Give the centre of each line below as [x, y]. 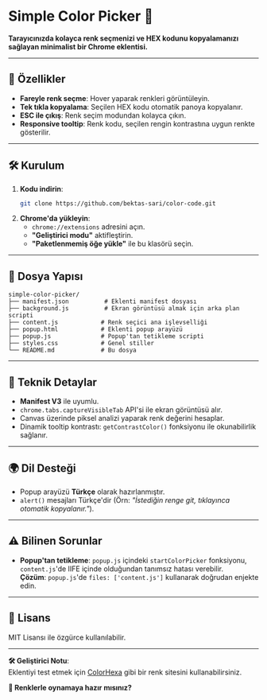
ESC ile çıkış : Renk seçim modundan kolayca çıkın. [103, 115]
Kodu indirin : [41, 189]
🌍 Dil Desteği [43, 469]
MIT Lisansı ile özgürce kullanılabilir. [67, 637]
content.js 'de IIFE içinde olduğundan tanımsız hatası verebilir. [122, 569]
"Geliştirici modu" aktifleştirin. [82, 235]
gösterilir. [35, 132]
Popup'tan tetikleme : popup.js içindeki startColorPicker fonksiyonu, [133, 560]
